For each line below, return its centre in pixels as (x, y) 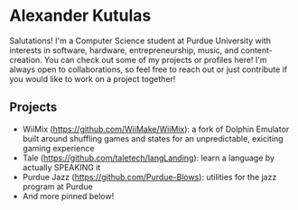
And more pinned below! (68, 196)
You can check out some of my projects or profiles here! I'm (156, 59)
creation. (26, 59)
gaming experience (58, 148)
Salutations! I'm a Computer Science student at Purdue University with (140, 41)
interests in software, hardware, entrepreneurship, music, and (124, 50)
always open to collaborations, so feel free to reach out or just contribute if (148, 69)
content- (257, 50)
